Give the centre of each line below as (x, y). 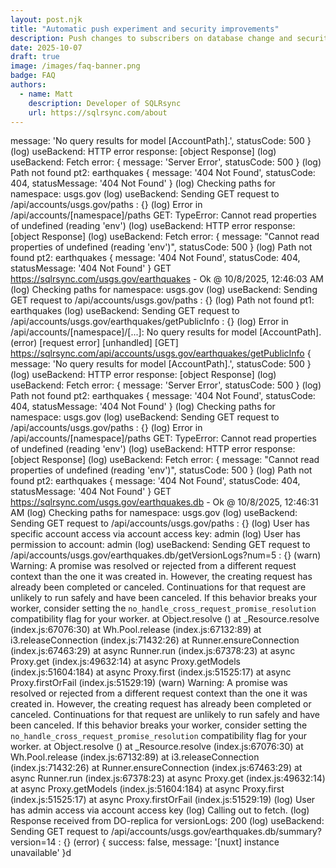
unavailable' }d (41, 853)
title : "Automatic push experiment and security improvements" (145, 29)
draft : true (35, 57)
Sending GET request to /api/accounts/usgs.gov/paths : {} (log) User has (160, 523)
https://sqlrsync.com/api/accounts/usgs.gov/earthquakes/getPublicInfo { (161, 353)
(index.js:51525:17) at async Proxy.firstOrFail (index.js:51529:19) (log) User (163, 800)
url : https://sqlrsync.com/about (98, 112)
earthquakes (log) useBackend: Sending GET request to (125, 311)
